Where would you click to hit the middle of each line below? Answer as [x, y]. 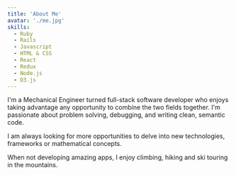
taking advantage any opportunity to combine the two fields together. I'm [114, 108]
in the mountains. [33, 165]
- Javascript [33, 47]
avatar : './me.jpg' [36, 21]
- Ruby [23, 34]
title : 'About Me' [34, 14]
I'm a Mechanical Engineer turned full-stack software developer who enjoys [118, 100]
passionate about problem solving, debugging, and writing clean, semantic [116, 115]
